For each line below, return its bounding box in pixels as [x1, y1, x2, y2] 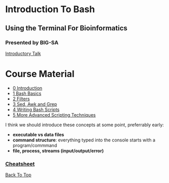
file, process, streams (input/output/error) [12, 148, 104, 154]
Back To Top [5, 172, 31, 178]
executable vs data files [12, 131, 64, 137]
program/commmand [12, 142, 57, 148]
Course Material [5, 68, 75, 80]
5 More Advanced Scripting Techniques [12, 112, 96, 118]
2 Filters [12, 95, 30, 102]
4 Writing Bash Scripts [12, 106, 60, 113]
